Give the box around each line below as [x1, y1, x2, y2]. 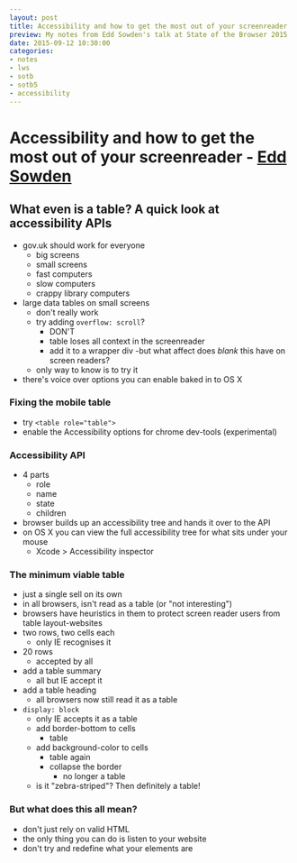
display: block [22, 705, 80, 715]
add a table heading [22, 684, 97, 695]
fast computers [35, 268, 93, 280]
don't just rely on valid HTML [22, 823, 130, 834]
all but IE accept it [35, 675, 103, 686]
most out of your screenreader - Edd [9, 146, 287, 167]
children [35, 508, 67, 519]
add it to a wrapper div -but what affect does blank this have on [49, 344, 286, 356]
